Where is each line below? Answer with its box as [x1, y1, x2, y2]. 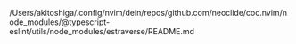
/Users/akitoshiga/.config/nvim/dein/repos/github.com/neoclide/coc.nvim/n [9, 8, 288, 18]
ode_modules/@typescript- [9, 17, 110, 27]
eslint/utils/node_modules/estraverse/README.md [9, 26, 194, 36]
